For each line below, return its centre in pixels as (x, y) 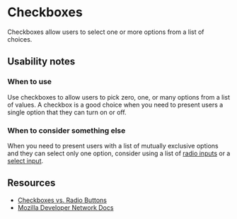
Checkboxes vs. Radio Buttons (62, 200)
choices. (20, 39)
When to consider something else (67, 130)
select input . (25, 160)
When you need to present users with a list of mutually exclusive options (113, 146)
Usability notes (41, 62)
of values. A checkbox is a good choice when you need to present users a (115, 105)
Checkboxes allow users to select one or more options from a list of (106, 32)
